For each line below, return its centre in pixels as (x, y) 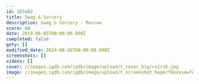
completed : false (28, 39)
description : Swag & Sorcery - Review (54, 22)
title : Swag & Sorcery (34, 17)
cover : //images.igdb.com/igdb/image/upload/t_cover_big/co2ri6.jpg (92, 67)
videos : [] (20, 61)
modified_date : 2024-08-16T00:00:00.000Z (58, 50)
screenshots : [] (26, 56)
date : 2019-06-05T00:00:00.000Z (46, 34)
